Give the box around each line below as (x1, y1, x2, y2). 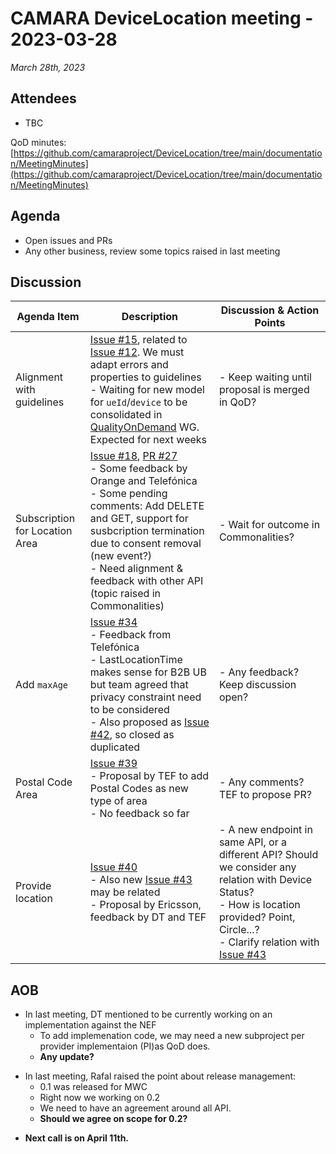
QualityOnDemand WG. (89, 420, 200, 434)
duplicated (89, 740, 141, 754)
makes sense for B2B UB (89, 665, 207, 679)
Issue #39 (89, 757, 138, 771)
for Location (15, 524, 73, 538)
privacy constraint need (89, 690, 202, 704)
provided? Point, (218, 910, 296, 924)
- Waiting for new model (89, 383, 205, 397)
